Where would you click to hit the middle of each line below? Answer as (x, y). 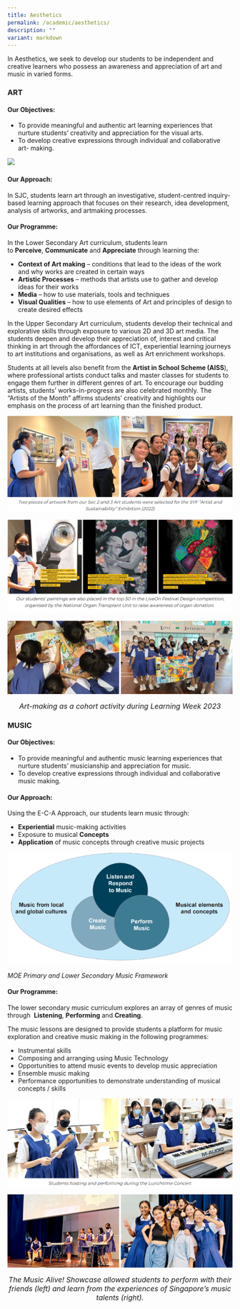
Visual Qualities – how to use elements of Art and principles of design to (125, 302)
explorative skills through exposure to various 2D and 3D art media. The (113, 331)
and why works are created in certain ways (81, 271)
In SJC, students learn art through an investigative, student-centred (107, 195)
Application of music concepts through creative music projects (111, 842)
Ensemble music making (54, 1073)
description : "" (31, 30)
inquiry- (219, 195)
